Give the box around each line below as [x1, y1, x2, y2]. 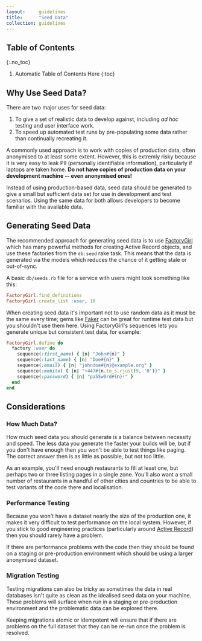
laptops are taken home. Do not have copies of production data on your [6, 166, 186, 173]
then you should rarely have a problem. [6, 532, 104, 539]
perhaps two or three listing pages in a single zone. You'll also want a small [6, 471, 193, 478]
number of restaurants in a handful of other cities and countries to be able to [6, 477, 197, 484]
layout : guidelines [6, 8, 66, 15]
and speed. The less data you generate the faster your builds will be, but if [6, 440, 191, 447]
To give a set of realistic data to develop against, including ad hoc [14, 116, 179, 123]
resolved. [6, 629, 30, 636]
